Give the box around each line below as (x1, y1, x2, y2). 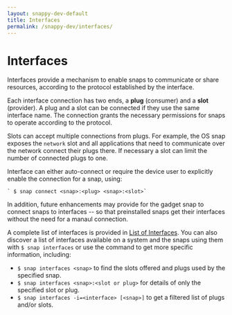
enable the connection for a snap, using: (7, 174, 123, 183)
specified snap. (17, 271, 62, 280)
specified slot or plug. (17, 286, 80, 294)
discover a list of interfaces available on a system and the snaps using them (7, 236, 224, 244)
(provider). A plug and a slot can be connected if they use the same (7, 104, 200, 112)
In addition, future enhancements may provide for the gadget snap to (7, 200, 204, 208)
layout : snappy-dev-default (7, 10, 89, 17)
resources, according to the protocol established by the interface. (7, 83, 195, 91)
